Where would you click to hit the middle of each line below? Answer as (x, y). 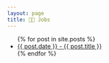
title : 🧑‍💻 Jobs (29, 20)
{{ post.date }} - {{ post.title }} (59, 46)
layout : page (26, 13)
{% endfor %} (37, 53)
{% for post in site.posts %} (56, 39)
